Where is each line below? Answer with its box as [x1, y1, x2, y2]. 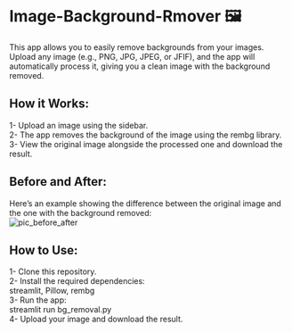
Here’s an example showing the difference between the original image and [9, 197, 282, 209]
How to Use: [9, 242, 78, 258]
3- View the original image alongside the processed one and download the [9, 138, 283, 149]
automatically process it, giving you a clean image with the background [9, 61, 271, 71]
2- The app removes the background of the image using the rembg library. [9, 129, 282, 140]
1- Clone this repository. [9, 266, 97, 277]
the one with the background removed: [9, 207, 152, 218]
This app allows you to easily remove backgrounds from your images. [9, 41, 264, 53]
